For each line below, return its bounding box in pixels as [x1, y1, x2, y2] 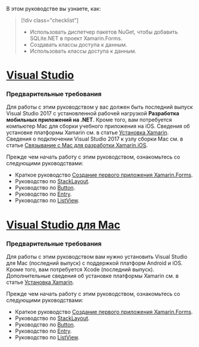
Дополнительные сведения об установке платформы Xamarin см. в [6, 272, 179, 279]
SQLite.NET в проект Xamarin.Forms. [29, 35, 123, 41]
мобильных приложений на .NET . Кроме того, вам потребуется [6, 116, 173, 124]
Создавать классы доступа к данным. [29, 41, 128, 48]
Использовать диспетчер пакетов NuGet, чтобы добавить [29, 28, 178, 35]
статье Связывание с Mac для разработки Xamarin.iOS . [6, 142, 148, 149]
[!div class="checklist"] [20, 17, 79, 23]
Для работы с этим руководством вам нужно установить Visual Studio [6, 253, 188, 260]
